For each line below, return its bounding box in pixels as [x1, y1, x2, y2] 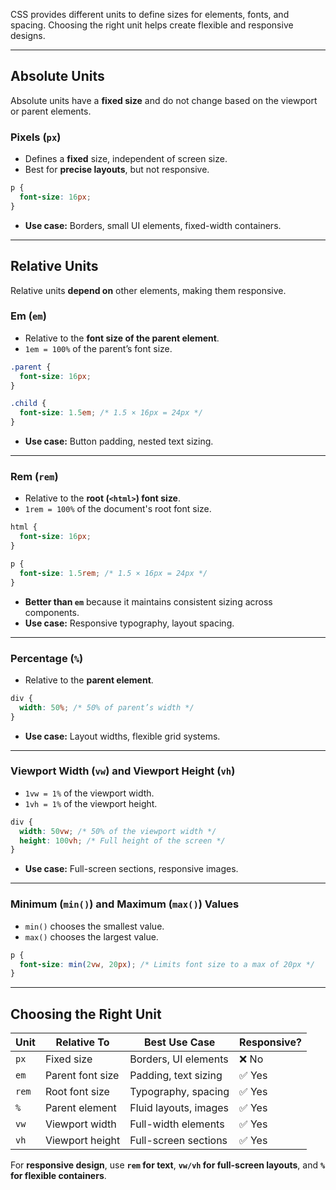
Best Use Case [144, 1035, 216, 1049]
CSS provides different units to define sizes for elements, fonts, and [10, 9, 290, 20]
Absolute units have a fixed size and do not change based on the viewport [10, 94, 318, 106]
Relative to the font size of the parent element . [24, 332, 220, 344]
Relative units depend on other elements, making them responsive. [10, 284, 287, 296]
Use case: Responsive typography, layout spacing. [24, 617, 235, 629]
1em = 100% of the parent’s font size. [24, 342, 173, 354]
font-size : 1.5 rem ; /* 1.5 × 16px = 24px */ [19, 568, 208, 578]
